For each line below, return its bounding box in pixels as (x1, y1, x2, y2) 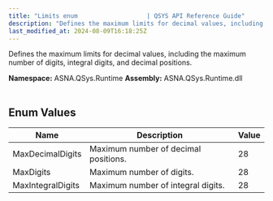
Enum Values (8, 105, 76, 119)
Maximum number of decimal (89, 143, 201, 155)
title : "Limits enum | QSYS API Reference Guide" (8, 11, 245, 20)
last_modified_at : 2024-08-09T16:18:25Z (8, 27, 148, 35)
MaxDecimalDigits (12, 148, 82, 160)
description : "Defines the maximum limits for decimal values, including (8, 19, 264, 28)
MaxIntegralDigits (12, 180, 80, 191)
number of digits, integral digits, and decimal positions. (8, 58, 193, 67)
